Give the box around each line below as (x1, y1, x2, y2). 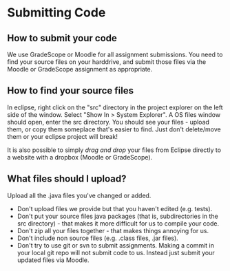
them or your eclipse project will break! (7, 132, 118, 140)
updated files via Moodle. (17, 256, 90, 264)
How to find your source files (7, 85, 134, 97)
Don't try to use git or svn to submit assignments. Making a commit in (17, 241, 215, 249)
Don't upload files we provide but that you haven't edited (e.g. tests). (17, 204, 213, 213)
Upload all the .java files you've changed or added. (7, 191, 151, 199)
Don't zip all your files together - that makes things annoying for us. (17, 226, 209, 235)
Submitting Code (7, 5, 106, 21)
